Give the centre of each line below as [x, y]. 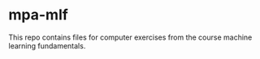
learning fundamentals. [47, 45]
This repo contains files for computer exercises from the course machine [130, 37]
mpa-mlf [39, 15]
